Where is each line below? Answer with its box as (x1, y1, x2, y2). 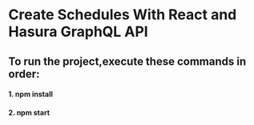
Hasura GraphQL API (8, 22, 148, 41)
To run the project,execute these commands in (8, 54, 247, 68)
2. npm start (8, 107, 50, 117)
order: (8, 67, 40, 81)
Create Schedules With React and (8, 6, 237, 24)
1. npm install (8, 90, 54, 99)
